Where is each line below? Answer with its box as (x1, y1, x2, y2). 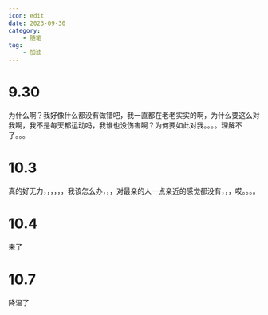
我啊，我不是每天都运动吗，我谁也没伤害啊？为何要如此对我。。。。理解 (8, 120, 235, 130)
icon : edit (8, 11, 45, 20)
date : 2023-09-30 (8, 19, 66, 27)
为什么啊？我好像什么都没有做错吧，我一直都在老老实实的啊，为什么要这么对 (8, 110, 260, 120)
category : (8, 26, 41, 34)
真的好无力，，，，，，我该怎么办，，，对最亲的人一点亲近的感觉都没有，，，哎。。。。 (8, 186, 260, 195)
